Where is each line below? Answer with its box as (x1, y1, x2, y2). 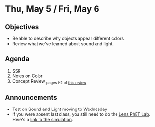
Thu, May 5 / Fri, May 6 (5, 3, 100, 15)
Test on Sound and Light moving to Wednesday (12, 106, 108, 112)
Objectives (5, 23, 39, 31)
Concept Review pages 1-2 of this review (12, 78, 87, 85)
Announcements (5, 93, 57, 102)
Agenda (5, 55, 30, 63)
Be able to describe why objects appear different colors (12, 36, 124, 41)
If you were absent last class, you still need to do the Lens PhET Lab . (12, 111, 151, 117)
